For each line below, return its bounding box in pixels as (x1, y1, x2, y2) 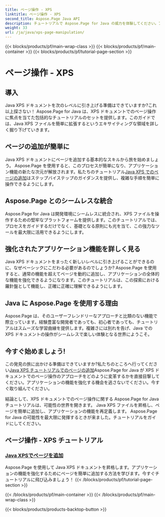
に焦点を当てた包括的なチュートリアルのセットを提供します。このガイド (5, 115, 151, 120)
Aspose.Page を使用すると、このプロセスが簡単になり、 (14, 162, 129, 168)
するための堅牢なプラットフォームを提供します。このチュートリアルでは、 (9, 217, 160, 223)
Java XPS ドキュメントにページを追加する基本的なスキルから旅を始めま (5, 156, 151, 162)
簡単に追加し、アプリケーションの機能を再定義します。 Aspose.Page (18, 408, 158, 414)
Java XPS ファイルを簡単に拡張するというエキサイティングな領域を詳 (13, 121, 155, 127)
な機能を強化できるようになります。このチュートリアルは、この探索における (5, 277, 160, 283)
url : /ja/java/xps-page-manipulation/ (5, 30, 84, 35)
